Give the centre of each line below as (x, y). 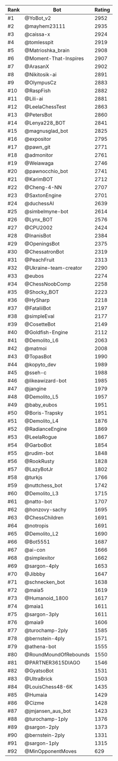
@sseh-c (36, 373)
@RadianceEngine (46, 429)
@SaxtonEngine (43, 195)
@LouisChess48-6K (49, 687)
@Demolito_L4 (41, 421)
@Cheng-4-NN (43, 187)
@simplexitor (40, 558)
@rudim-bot (39, 453)
